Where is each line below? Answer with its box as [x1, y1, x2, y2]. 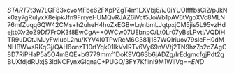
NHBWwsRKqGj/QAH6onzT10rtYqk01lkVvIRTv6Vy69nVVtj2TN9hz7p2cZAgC [7, 43, 227, 51]
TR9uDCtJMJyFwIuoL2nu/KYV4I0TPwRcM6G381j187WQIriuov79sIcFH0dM [7, 35, 225, 44]
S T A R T [7, 6, 27, 14]
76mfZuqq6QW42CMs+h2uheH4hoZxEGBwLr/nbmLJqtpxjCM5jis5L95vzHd [7, 21, 226, 29]
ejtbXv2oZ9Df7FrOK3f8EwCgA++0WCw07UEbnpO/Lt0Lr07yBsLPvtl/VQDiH [7, 28, 226, 36]
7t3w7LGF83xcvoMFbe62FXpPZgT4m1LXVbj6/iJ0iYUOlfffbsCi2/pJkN [27, 6, 228, 14]
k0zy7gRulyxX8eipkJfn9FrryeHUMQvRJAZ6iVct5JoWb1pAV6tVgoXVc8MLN [7, 13, 226, 22]
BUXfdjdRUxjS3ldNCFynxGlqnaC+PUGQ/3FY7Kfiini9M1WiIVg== [7, 58, 192, 65]
